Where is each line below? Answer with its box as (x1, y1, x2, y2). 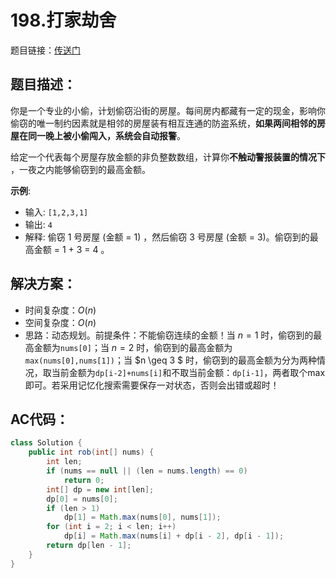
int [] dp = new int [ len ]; (46, 484, 155, 495)
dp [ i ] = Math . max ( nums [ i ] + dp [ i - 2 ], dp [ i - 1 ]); (63, 531, 285, 541)
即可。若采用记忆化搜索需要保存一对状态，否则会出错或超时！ (24, 379, 280, 391)
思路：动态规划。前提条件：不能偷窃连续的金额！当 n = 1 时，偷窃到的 (24, 329, 314, 341)
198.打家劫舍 (10, 9, 117, 32)
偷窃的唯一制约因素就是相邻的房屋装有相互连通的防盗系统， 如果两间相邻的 (10, 117, 317, 129)
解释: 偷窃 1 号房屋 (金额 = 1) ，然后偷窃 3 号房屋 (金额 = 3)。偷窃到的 (24, 231, 310, 243)
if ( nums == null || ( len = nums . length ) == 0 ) (46, 466, 248, 476)
